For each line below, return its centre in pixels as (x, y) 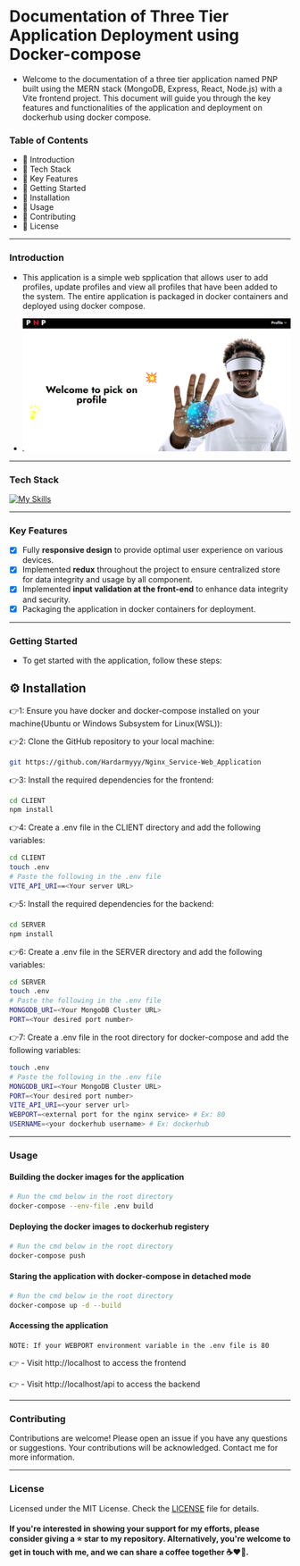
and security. (46, 599)
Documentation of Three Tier (119, 17)
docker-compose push (48, 1256)
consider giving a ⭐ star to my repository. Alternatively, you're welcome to (150, 1539)
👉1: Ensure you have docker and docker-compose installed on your (135, 710)
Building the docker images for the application (97, 1177)
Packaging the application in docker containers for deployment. (139, 608)
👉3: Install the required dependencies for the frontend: (112, 780)
